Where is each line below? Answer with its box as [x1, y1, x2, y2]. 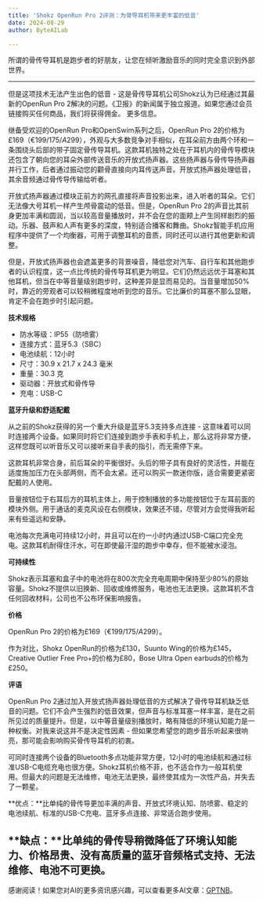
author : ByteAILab [8, 26, 68, 34]
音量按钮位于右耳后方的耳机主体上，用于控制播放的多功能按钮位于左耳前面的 [8, 495, 255, 504]
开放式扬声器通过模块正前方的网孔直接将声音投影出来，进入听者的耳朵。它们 [8, 192, 255, 201]
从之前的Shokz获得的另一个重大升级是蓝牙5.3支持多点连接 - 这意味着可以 [8, 422, 244, 432]
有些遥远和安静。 [14, 514, 70, 524]
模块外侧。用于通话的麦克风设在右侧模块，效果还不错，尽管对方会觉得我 [8, 504, 241, 514]
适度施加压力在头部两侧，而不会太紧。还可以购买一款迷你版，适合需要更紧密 [8, 468, 255, 477]
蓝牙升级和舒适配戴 [8, 405, 70, 414]
